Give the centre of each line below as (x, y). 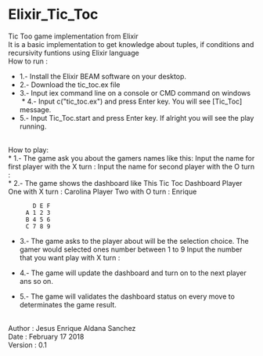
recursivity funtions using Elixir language (74, 53)
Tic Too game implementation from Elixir (73, 36)
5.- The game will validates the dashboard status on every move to (127, 296)
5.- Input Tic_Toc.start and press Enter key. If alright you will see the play (137, 118)
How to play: (29, 150)
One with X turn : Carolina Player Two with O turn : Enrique (103, 191)
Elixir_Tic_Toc (53, 15)
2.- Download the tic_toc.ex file (70, 85)
